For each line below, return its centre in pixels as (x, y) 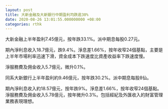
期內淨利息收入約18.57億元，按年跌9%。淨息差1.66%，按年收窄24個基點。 (83, 89)
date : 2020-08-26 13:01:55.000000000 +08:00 (53, 19)
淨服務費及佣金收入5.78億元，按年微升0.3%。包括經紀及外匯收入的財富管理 (84, 95)
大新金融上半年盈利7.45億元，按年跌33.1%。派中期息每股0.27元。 (74, 39)
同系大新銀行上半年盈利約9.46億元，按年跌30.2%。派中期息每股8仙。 (78, 78)
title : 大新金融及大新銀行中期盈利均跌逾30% (47, 15)
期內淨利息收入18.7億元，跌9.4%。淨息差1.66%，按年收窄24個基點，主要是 (84, 50)
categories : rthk (24, 24)
